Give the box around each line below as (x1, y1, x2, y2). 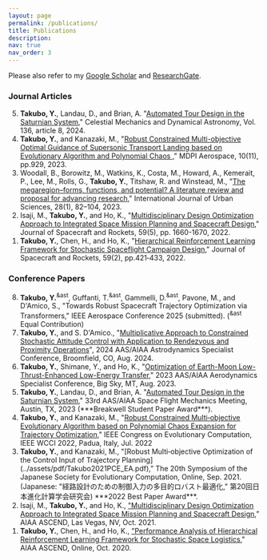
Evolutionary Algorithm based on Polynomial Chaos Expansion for (19, 421, 237, 431)
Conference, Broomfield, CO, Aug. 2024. (19, 353, 154, 363)
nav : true (8, 42, 42, 50)
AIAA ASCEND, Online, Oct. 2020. (19, 542, 132, 552)
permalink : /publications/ (8, 19, 98, 27)
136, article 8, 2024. (19, 125, 86, 136)
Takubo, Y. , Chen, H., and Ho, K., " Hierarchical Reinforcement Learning (19, 236, 256, 246)
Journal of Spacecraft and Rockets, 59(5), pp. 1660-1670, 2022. (19, 228, 231, 237)
